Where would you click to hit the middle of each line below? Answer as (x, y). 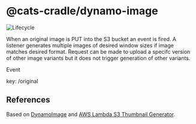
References (28, 100)
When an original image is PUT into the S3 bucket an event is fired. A (91, 39)
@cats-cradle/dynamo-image (82, 11)
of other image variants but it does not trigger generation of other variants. (98, 58)
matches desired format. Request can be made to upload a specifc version (98, 51)
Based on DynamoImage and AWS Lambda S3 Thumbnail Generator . (91, 114)
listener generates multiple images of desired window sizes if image (90, 45)
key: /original (22, 81)
